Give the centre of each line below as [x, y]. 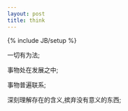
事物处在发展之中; [33, 70]
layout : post [26, 14]
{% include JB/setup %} [42, 40]
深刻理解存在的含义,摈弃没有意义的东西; [64, 100]
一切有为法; [24, 55]
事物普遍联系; [27, 84]
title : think [26, 20]
